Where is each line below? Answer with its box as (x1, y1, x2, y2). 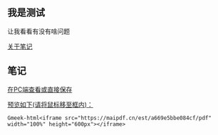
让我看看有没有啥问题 (7, 27, 70, 36)
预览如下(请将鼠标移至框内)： (7, 100, 94, 109)
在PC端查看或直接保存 (7, 85, 73, 94)
